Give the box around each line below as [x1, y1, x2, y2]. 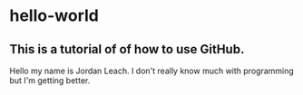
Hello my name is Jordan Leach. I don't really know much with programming [9, 65, 295, 76]
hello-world [9, 5, 100, 26]
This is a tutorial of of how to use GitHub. [9, 42, 245, 57]
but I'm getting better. [9, 75, 91, 86]
